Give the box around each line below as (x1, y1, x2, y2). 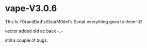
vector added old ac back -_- (5, 28, 64, 34)
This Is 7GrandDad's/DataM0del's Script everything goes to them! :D (5, 19, 142, 24)
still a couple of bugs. (5, 37, 48, 43)
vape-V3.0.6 (5, 3, 57, 14)
